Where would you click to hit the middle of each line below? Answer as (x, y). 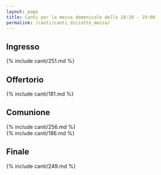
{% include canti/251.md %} (40, 61)
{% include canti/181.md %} (40, 94)
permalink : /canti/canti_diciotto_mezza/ (58, 23)
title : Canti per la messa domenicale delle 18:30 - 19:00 (81, 17)
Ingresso (23, 47)
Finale (18, 152)
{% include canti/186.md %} (41, 133)
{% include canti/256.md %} (41, 127)
